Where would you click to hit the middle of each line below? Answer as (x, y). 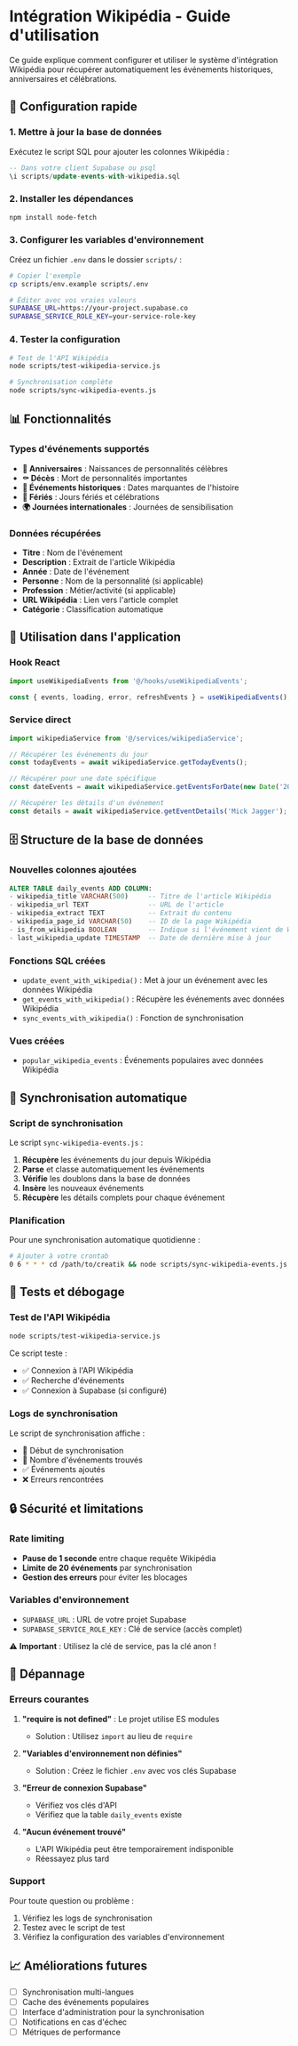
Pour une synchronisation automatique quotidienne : (105, 1240)
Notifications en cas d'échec (74, 2022)
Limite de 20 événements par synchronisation (107, 1567)
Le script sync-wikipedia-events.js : (76, 1142)
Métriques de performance (71, 2032)
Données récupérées (55, 533)
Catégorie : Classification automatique (93, 609)
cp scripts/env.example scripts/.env (79, 284)
